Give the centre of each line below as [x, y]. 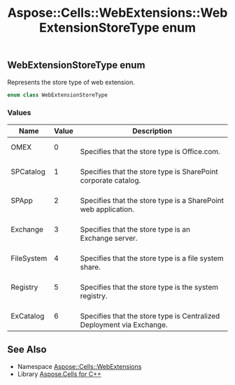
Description [152, 131]
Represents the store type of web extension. [71, 82]
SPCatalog [28, 171]
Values [19, 113]
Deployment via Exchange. [124, 325]
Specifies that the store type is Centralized [150, 316]
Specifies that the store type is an [135, 229]
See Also [27, 350]
